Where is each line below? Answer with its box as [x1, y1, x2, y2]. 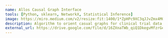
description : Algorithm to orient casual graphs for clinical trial [5, 21, 151, 26]
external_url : [5, 26, 35, 31]
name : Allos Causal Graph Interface [5, 7, 81, 12]
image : [5, 16, 19, 21]
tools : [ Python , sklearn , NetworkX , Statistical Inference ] [5, 12, 133, 17]
